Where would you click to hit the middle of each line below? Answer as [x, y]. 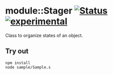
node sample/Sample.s [28, 67]
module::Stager [39, 11]
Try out [17, 51]
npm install [18, 63]
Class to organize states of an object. [44, 35]
